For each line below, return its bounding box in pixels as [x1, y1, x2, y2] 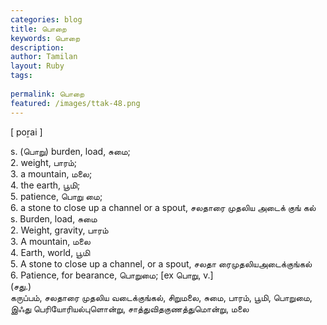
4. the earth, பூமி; [10, 179, 81, 191]
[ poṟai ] [10, 126, 43, 138]
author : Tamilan [10, 52, 78, 62]
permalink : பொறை [10, 89, 85, 99]
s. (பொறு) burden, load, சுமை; [10, 145, 131, 157]
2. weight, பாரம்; [10, 156, 78, 168]
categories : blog [10, 14, 83, 25]
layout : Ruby [10, 61, 65, 71]
